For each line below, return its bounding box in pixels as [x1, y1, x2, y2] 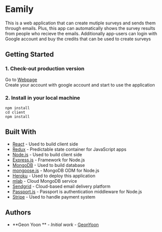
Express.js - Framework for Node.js [12, 157, 85, 163]
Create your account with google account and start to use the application [5, 82, 155, 88]
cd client [5, 110, 26, 115]
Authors [5, 208, 31, 217]
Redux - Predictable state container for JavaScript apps [12, 146, 127, 152]
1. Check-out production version [5, 65, 84, 72]
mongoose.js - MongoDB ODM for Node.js [12, 167, 99, 173]
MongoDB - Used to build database [12, 162, 85, 168]
